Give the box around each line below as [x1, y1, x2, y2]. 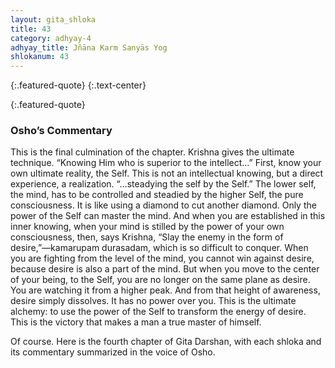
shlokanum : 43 [10, 52, 70, 62]
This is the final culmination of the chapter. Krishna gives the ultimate [10, 146, 295, 158]
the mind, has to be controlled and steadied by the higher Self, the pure [10, 189, 304, 201]
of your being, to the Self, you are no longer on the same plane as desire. [10, 274, 311, 286]
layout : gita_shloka [10, 14, 97, 25]
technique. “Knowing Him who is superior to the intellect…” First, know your [10, 157, 322, 169]
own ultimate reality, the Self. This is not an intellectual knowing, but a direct [10, 167, 324, 180]
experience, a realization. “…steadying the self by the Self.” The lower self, [10, 178, 317, 190]
